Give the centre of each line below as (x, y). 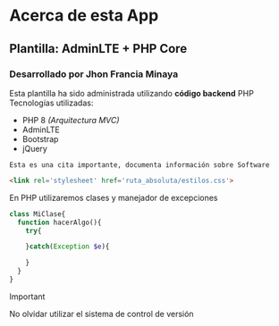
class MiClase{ (38, 214)
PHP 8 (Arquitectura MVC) (71, 120)
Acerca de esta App (84, 16)
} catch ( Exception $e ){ (68, 247)
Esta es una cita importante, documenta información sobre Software (139, 165)
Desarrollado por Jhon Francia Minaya (94, 74)
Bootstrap (40, 138)
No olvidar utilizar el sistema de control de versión (101, 313)
